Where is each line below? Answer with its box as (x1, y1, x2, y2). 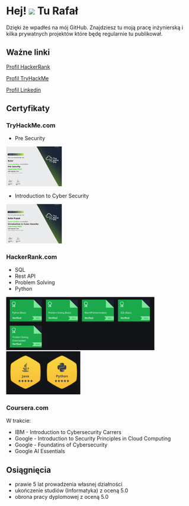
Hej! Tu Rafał (6, 4, 78, 18)
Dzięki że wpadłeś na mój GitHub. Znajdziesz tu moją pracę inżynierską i (6, 24, 184, 31)
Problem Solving (14, 279, 55, 286)
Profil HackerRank (6, 63, 50, 70)
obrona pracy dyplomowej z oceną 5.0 (14, 494, 109, 501)
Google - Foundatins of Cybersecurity (14, 441, 108, 448)
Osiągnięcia (6, 465, 52, 475)
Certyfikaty (6, 103, 50, 114)
